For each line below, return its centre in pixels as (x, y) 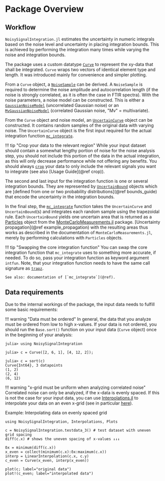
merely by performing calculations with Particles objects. (64, 238)
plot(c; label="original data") (38, 469)
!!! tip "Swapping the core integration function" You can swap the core (76, 247)
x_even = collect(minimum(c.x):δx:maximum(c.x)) (56, 452)
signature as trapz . (24, 268)
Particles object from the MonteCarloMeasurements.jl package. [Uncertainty (83, 222)
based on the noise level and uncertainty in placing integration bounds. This (82, 44)
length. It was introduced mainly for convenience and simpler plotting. (76, 75)
